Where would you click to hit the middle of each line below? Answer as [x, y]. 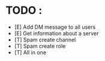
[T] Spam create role [40, 46]
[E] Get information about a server [56, 33]
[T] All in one [30, 52]
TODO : [24, 10]
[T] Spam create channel [45, 39]
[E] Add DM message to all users [55, 27]
